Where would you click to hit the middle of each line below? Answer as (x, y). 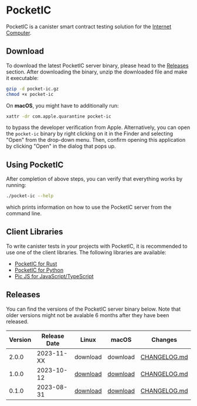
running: (16, 185)
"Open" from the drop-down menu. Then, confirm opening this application (96, 140)
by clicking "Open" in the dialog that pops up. (61, 146)
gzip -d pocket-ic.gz (33, 89)
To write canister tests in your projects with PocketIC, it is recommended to (97, 246)
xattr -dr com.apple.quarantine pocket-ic (59, 116)
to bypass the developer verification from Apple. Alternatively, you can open (98, 128)
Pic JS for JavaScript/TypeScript (54, 276)
